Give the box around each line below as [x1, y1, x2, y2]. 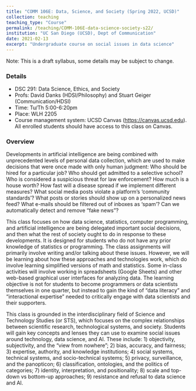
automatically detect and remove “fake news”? [6, 207, 119, 214]
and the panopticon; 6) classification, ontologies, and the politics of [6, 360, 169, 368]
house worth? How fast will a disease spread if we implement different [6, 182, 176, 189]
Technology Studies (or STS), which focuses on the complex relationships [6, 317, 185, 324]
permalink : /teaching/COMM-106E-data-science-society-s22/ [6, 25, 154, 31]
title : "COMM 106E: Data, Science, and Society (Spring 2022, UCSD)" [6, 8, 180, 15]
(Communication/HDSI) [14, 98, 72, 105]
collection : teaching [6, 14, 59, 20]
